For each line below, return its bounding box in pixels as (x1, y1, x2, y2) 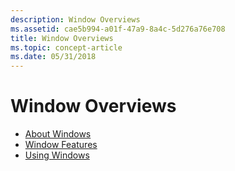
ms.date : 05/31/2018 (10, 52, 97, 62)
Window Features (24, 139, 98, 151)
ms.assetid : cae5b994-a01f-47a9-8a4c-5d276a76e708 (10, 24, 226, 34)
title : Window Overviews (10, 33, 114, 43)
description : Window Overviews (10, 14, 141, 25)
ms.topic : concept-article (10, 42, 123, 53)
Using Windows (24, 149, 90, 161)
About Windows (24, 128, 92, 140)
